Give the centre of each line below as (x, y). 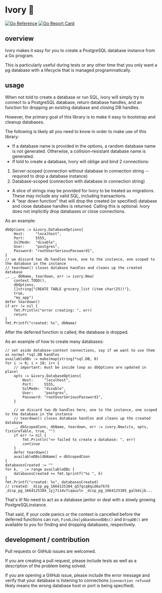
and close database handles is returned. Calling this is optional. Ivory (81, 206)
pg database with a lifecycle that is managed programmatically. (68, 70)
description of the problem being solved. (46, 566)
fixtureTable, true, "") (30, 431)
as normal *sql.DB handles (32, 355)
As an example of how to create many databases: (55, 341)
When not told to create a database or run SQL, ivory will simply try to (75, 97)
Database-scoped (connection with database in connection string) (79, 181)
